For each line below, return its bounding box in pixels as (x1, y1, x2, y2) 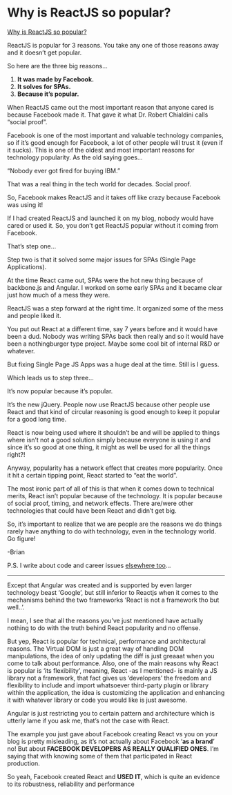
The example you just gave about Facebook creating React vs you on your (7, 729, 219, 738)
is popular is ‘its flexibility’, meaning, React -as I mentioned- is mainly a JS (7, 666, 217, 674)
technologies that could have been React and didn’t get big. (7, 506, 177, 515)
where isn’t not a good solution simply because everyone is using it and (7, 435, 211, 444)
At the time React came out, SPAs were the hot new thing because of (7, 276, 204, 284)
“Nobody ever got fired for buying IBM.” (7, 166, 121, 175)
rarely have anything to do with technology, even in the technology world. (7, 527, 216, 536)
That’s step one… (7, 242, 57, 250)
